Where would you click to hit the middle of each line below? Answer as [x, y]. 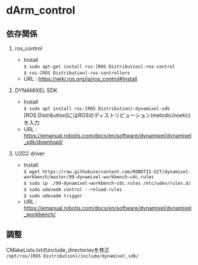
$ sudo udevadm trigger [53, 196]
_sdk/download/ [43, 142]
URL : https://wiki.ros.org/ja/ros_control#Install [80, 79]
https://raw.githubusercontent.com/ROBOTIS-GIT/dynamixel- [117, 172]
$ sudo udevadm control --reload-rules [73, 190]
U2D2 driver [30, 153]
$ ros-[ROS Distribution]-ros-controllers [77, 73]
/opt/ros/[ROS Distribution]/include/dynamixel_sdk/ [73, 256]
